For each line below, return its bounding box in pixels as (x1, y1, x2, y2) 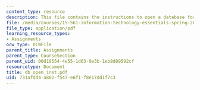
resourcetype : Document (6, 63, 65, 70)
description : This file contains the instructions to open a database (6, 14, 185, 20)
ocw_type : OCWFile (6, 42, 52, 48)
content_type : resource (6, 8, 65, 15)
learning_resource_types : (6, 31, 70, 37)
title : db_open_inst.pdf (6, 69, 68, 75)
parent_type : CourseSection (6, 53, 76, 59)
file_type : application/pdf (6, 25, 76, 31)
